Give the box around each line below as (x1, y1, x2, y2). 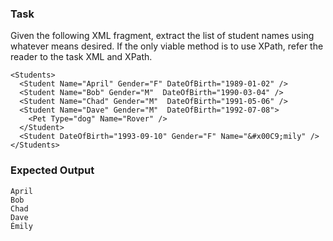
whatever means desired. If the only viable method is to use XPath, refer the (10, 40, 324, 52)
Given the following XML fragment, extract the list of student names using (10, 30, 315, 42)
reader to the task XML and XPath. (10, 51, 153, 63)
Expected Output (10, 163, 95, 177)
